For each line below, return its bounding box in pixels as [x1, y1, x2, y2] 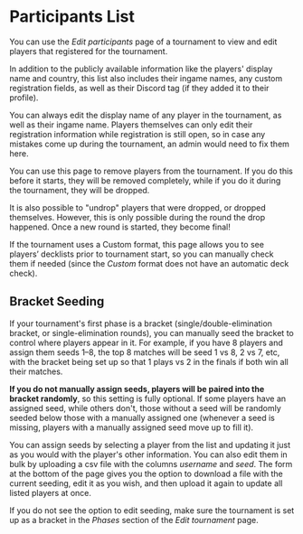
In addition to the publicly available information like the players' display [9, 63, 273, 74]
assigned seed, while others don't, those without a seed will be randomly [9, 402, 282, 413]
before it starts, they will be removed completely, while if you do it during [9, 174, 281, 186]
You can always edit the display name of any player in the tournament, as [9, 109, 282, 120]
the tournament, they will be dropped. [9, 184, 150, 195]
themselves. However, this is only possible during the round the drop [9, 211, 266, 222]
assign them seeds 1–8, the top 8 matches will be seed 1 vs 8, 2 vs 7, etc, [9, 346, 280, 358]
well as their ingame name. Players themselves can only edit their [9, 119, 253, 130]
